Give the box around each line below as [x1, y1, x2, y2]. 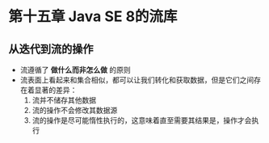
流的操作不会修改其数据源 [32, 106, 118, 115]
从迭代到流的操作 [8, 42, 94, 56]
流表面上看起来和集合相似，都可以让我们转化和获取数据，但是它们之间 [19, 75, 254, 85]
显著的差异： [34, 86, 78, 95]
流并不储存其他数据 [32, 95, 97, 105]
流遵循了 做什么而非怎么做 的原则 [19, 65, 131, 74]
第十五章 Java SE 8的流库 [8, 7, 178, 26]
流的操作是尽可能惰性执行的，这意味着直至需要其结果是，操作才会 [32, 116, 252, 125]
